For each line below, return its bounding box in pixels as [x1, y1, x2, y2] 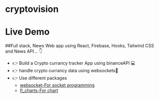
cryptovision [5, 3, 59, 15]
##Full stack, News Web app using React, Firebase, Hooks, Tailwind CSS [5, 43, 155, 49]
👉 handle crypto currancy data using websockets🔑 [12, 68, 118, 74]
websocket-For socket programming [19, 82, 95, 88]
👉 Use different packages [12, 75, 67, 81]
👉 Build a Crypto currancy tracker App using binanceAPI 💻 [12, 60, 136, 66]
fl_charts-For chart [19, 88, 58, 94]
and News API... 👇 [5, 48, 43, 54]
